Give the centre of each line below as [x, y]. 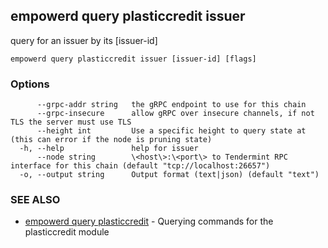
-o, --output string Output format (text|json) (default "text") [169, 175]
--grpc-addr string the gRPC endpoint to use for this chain [171, 105]
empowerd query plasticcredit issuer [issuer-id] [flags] [133, 59]
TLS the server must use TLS [71, 122]
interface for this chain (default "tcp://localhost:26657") [140, 166]
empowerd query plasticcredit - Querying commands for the [149, 221]
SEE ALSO [35, 200]
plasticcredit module [67, 232]
